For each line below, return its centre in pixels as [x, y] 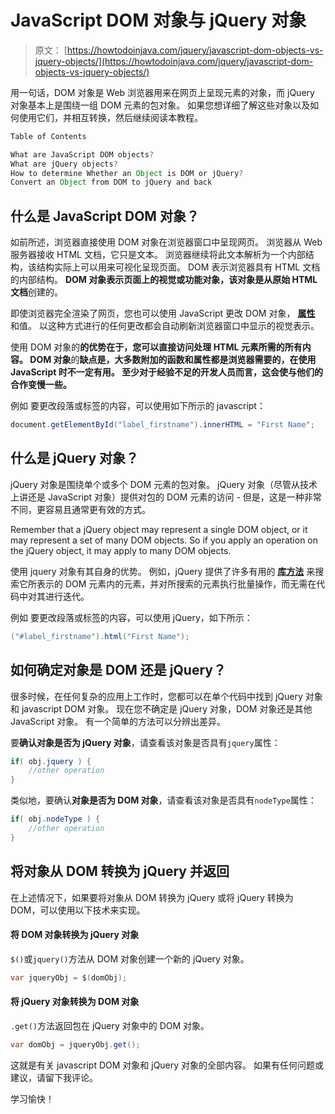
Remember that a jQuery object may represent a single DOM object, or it [159, 529]
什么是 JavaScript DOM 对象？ [105, 216]
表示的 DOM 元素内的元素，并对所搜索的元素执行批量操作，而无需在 [176, 583]
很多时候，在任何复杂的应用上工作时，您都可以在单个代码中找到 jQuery [156, 696]
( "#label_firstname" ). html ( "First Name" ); [100, 636]
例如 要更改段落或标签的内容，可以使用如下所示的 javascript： [138, 406]
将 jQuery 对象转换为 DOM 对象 [75, 1002]
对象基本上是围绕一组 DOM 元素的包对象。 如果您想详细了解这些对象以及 [160, 105]
